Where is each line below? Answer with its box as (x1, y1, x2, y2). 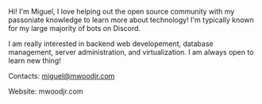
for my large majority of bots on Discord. (8, 24, 141, 33)
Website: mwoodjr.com (8, 87, 83, 96)
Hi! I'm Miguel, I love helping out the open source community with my (8, 7, 235, 16)
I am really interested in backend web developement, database (8, 39, 214, 48)
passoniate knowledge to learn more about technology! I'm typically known (8, 15, 254, 25)
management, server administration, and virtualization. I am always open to (8, 48, 254, 56)
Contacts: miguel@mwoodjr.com (8, 71, 115, 80)
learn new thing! (8, 56, 61, 65)
